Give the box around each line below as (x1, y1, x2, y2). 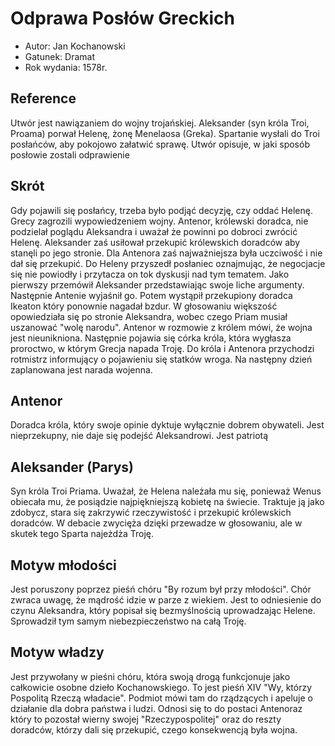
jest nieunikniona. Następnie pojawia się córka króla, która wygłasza (10, 332, 292, 344)
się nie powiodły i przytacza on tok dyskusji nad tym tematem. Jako (10, 268, 290, 280)
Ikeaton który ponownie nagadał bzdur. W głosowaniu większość (10, 300, 278, 312)
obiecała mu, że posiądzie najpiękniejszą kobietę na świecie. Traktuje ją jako (10, 496, 325, 508)
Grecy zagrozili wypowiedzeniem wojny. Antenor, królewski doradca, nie (10, 215, 309, 227)
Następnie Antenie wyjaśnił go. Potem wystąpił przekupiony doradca (10, 289, 293, 301)
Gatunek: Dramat (24, 50, 95, 62)
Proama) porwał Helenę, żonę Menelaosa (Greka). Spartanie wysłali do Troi (10, 127, 320, 139)
